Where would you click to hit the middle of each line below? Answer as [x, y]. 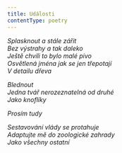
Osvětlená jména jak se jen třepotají [60, 63]
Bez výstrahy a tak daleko [45, 48]
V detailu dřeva [29, 71]
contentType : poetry [38, 21]
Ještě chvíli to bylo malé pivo [49, 56]
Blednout [20, 84]
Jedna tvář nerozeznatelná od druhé [61, 92]
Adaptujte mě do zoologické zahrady [61, 135]
